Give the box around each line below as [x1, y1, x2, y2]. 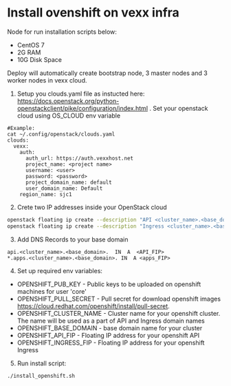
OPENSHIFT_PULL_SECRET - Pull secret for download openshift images [16, 294, 221, 303]
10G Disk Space [16, 55, 62, 63]
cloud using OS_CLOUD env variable [16, 111, 121, 120]
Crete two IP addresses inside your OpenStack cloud [16, 203, 167, 211]
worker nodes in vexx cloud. [7, 76, 87, 84]
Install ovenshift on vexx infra [7, 5, 180, 21]
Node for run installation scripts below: [7, 28, 117, 36]
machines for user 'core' [16, 287, 87, 295]
